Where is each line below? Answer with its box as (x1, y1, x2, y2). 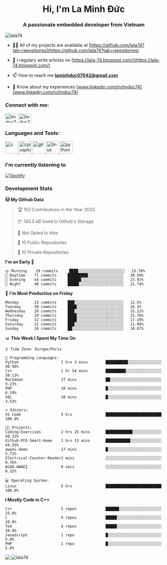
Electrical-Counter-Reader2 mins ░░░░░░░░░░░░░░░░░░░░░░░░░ (5, 455, 162, 460)
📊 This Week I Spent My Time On (5, 335, 76, 341)
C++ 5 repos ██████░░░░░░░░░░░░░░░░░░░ (5, 506, 162, 511)
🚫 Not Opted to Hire (17, 230, 58, 236)
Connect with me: (5, 102, 49, 109)
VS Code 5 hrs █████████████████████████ (5, 412, 162, 417)
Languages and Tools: (5, 130, 60, 137)
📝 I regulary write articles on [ (12, 57, 73, 63)
